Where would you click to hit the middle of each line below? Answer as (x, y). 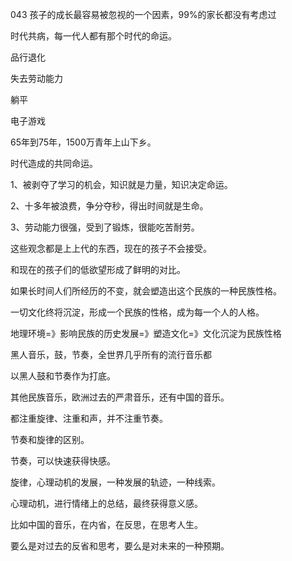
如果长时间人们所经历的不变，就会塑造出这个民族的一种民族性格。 (146, 291)
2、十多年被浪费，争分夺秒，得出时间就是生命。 (109, 206)
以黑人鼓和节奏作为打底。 (63, 376)
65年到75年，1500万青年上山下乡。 (83, 142)
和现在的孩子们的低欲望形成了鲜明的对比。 (98, 269)
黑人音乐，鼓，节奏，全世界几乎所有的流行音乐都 (111, 354)
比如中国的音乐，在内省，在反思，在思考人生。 (106, 524)
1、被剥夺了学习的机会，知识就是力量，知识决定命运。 (121, 184)
